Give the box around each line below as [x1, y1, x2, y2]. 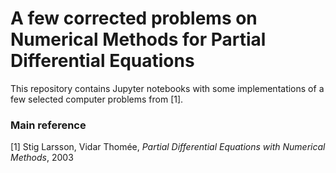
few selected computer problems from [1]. [10, 93, 184, 105]
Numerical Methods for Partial [10, 28, 267, 51]
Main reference [10, 118, 87, 132]
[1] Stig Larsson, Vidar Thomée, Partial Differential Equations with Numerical [10, 141, 326, 153]
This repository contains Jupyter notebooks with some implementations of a [10, 82, 325, 94]
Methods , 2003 [10, 152, 74, 164]
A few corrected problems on [10, 7, 258, 30]
